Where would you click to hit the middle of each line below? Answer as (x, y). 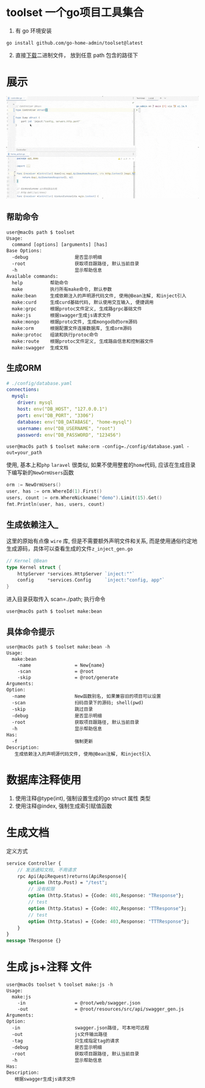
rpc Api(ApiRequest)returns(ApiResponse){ (72, 876)
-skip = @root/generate (68, 677)
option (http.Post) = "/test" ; (68, 883)
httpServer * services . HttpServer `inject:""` (76, 574)
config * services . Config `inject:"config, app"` (91, 580)
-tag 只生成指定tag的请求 (66, 1041)
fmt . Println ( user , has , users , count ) (56, 505)
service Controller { (34, 863)
